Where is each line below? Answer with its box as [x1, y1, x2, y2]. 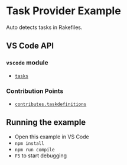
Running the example [6, 117, 86, 128]
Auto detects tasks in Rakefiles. [6, 24, 83, 31]
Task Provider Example [6, 4, 121, 18]
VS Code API [6, 41, 54, 51]
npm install [14, 140, 44, 146]
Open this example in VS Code [14, 133, 90, 140]
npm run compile [14, 147, 55, 153]
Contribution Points [6, 87, 64, 95]
